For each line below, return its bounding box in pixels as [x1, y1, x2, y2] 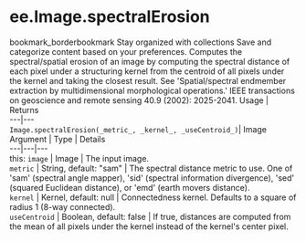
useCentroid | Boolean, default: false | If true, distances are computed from [9, 211, 291, 222]
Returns [9, 104, 39, 115]
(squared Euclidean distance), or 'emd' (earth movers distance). [9, 182, 250, 193]
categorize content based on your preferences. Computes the [9, 46, 243, 57]
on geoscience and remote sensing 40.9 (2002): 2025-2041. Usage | [9, 94, 269, 106]
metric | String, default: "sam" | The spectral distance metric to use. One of [9, 162, 293, 173]
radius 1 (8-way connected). [9, 201, 116, 212]
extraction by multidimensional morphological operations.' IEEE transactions [9, 85, 295, 96]
